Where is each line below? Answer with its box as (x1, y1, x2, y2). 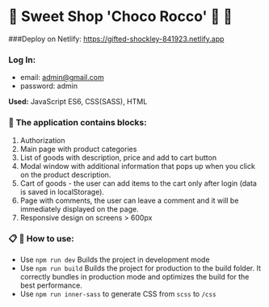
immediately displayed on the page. (19, 204, 139, 213)
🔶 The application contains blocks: (8, 117, 147, 128)
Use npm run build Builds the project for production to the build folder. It (19, 263, 261, 273)
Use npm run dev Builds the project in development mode (19, 254, 210, 264)
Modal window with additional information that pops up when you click (19, 161, 256, 170)
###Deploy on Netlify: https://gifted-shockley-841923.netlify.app (8, 34, 225, 44)
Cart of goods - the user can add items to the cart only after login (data (19, 178, 257, 188)
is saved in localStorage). (19, 187, 105, 196)
